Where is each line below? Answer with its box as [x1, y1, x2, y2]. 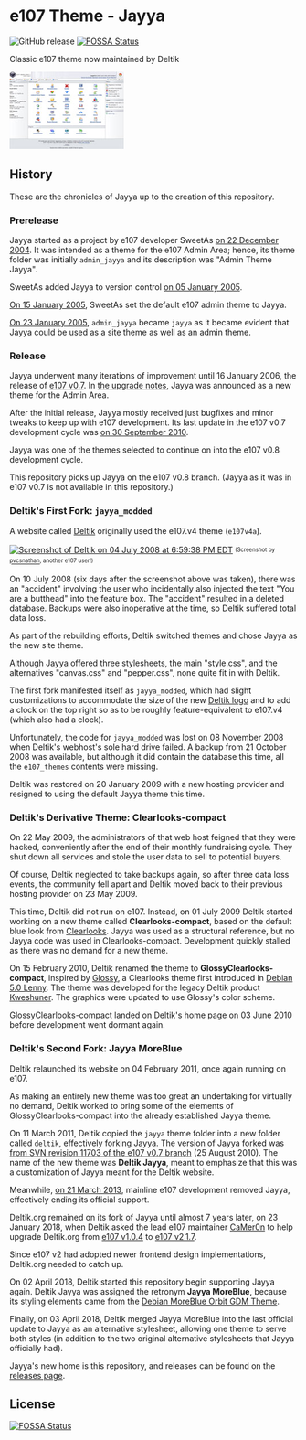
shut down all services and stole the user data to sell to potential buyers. [9, 851, 282, 862]
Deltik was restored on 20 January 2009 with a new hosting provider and [9, 778, 285, 789]
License [9, 1396, 56, 1412]
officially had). [9, 1342, 64, 1353]
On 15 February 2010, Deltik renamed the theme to [9, 963, 199, 974]
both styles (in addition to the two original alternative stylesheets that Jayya [9, 1332, 295, 1344]
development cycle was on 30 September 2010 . [9, 427, 189, 438]
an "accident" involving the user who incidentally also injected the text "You [9, 582, 295, 594]
